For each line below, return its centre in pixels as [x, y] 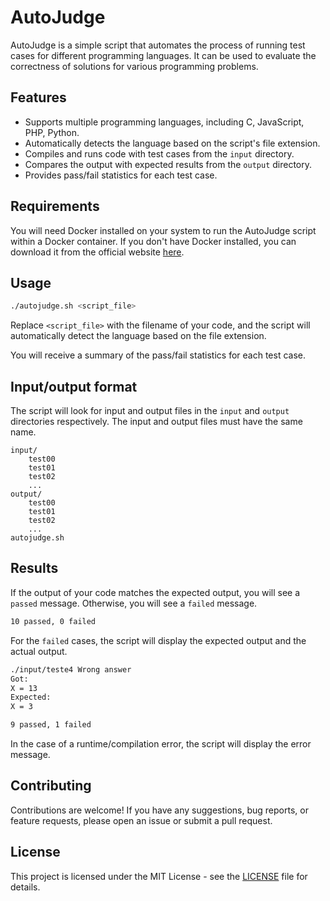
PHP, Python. [52, 132]
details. [25, 887]
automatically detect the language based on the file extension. [138, 336]
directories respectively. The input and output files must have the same [156, 422]
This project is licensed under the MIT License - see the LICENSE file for [159, 876]
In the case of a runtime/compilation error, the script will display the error [161, 744]
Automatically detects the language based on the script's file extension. [172, 143]
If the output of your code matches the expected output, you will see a [155, 592]
